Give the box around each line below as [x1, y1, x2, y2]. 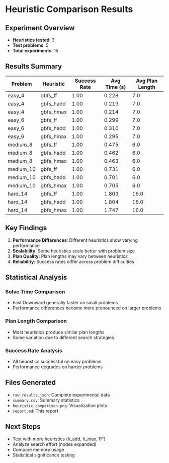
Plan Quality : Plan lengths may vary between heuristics [12, 253, 128, 259]
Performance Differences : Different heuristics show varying [12, 237, 138, 243]
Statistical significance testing [12, 452, 75, 458]
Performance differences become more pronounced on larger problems [12, 305, 161, 311]
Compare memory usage [12, 446, 64, 452]
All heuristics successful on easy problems [12, 358, 102, 364]
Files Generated [5, 378, 56, 387]
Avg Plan [135, 77, 158, 84]
